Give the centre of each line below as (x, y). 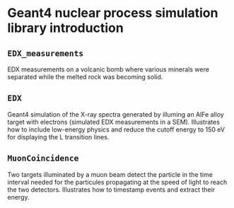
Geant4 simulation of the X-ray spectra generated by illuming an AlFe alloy (116, 114)
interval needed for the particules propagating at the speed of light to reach (117, 182)
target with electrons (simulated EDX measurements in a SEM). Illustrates (114, 122)
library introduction (65, 28)
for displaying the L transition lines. (58, 137)
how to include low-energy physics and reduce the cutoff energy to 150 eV (116, 129)
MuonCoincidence (43, 158)
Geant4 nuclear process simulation (113, 13)
